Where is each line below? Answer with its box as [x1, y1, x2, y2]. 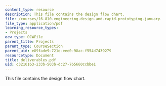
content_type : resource [5, 7, 54, 12]
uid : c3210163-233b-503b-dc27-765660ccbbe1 [5, 62, 96, 67]
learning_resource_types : [5, 26, 58, 30]
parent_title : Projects [5, 39, 54, 44]
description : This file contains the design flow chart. [5, 12, 125, 17]
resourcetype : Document [5, 53, 54, 58]
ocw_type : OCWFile [5, 35, 43, 40]
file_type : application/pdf [5, 21, 63, 26]
